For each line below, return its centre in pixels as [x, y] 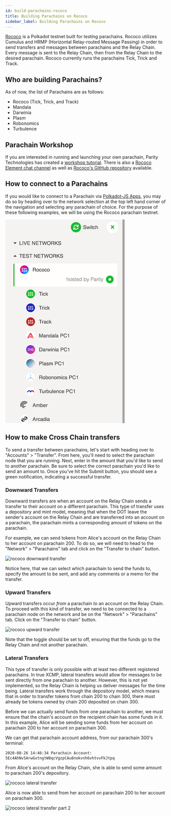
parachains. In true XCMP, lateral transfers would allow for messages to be [83, 674]
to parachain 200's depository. [38, 773]
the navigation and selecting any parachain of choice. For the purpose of [82, 207]
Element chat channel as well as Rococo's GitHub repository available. [79, 168]
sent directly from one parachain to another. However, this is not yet [76, 680]
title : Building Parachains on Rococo [46, 16]
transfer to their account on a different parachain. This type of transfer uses [85, 506]
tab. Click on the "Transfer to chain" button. [51, 620]
